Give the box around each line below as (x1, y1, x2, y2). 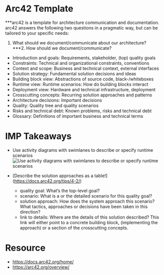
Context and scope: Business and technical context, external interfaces (12, 65, 160, 71)
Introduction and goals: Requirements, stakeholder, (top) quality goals (12, 54, 156, 60)
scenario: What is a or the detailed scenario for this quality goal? (19, 193, 153, 199)
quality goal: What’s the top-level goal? (19, 188, 100, 194)
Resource (5, 243, 46, 254)
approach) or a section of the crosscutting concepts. (19, 225, 129, 231)
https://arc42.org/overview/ (12, 264, 70, 270)
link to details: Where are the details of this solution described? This (19, 214, 160, 220)
